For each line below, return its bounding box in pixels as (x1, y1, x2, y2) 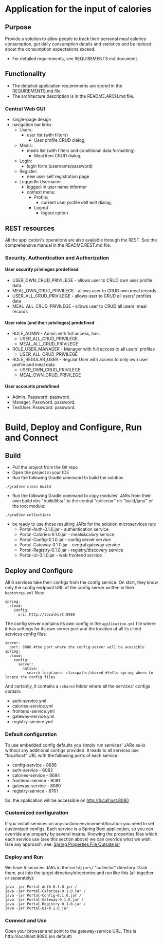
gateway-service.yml (12, 713, 54, 719)
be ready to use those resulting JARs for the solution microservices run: (12, 521, 157, 527)
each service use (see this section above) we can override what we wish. (5, 836, 152, 842)
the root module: (12, 503, 46, 509)
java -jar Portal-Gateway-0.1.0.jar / (5, 898, 84, 902)
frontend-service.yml (12, 708, 55, 714)
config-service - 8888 (12, 762, 57, 768)
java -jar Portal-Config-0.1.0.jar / (5, 893, 82, 898)
